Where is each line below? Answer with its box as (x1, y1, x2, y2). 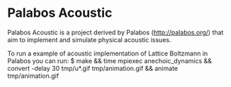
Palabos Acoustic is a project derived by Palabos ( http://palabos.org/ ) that (7, 28, 224, 36)
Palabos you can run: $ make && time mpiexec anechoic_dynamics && (7, 56, 213, 65)
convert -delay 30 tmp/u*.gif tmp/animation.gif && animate (7, 64, 179, 72)
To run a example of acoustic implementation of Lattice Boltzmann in (7, 49, 208, 58)
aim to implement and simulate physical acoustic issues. (7, 35, 171, 43)
